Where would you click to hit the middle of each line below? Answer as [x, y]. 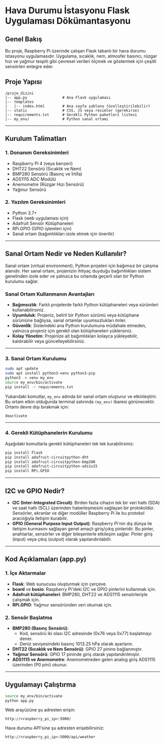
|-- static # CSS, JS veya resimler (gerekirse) [72, 110]
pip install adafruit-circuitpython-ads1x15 [51, 467]
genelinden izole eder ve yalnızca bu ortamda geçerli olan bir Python [75, 276]
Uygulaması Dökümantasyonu [68, 21]
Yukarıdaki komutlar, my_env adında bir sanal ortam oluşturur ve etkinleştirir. [81, 396]
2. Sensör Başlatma [29, 617]
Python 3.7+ [25, 213]
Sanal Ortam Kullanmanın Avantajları [50, 294]
